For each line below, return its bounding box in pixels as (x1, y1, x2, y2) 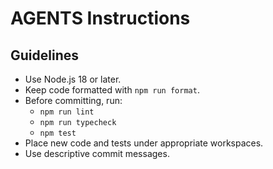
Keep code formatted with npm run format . (24, 84, 200, 96)
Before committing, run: (24, 95, 123, 106)
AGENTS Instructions (10, 7, 191, 30)
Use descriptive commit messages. (24, 148, 170, 159)
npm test (39, 128, 77, 138)
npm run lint (39, 107, 95, 117)
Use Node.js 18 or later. (24, 73, 122, 85)
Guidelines (10, 47, 79, 64)
